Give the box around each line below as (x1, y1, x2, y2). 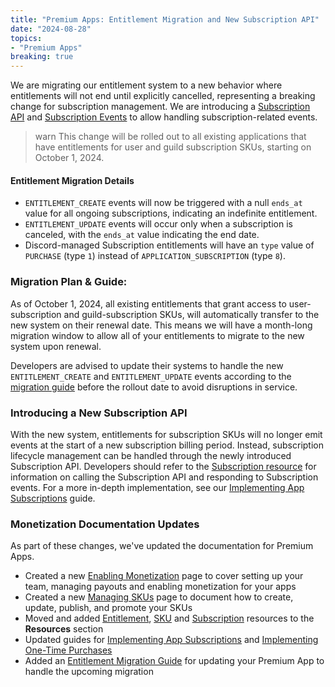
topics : (10, 33, 43, 43)
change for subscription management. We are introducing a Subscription (10, 101, 311, 113)
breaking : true (10, 52, 74, 62)
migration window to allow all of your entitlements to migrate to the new (10, 329, 305, 341)
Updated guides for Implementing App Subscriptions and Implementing (24, 634, 319, 646)
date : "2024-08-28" (10, 24, 92, 34)
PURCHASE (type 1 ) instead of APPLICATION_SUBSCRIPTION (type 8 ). (24, 250, 286, 262)
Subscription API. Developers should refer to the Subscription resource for (10, 460, 317, 472)
